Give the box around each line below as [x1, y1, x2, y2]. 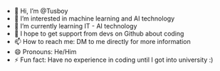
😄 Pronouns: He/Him [14, 48, 77, 56]
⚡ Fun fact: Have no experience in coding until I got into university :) [14, 55, 214, 64]
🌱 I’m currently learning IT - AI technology [14, 22, 137, 30]
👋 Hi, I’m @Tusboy [14, 7, 68, 15]
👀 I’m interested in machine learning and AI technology [14, 14, 175, 23]
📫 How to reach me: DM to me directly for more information [14, 38, 191, 45]
